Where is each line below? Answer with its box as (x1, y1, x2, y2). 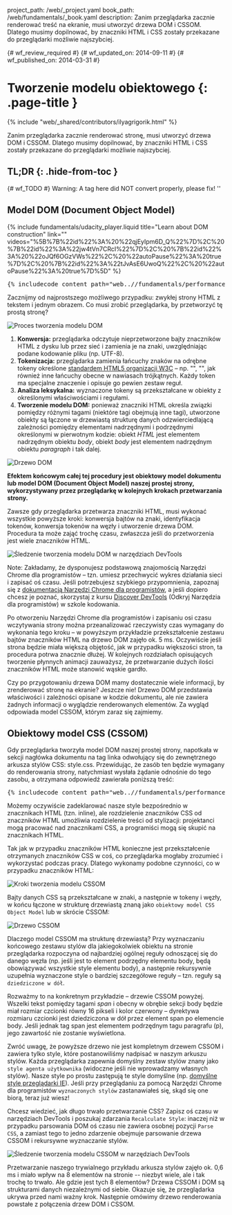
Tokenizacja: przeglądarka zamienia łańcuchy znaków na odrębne (17, 356, 207, 365)
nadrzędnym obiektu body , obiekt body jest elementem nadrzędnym (17, 437, 212, 445)
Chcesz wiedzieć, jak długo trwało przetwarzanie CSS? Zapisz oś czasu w (7, 1107, 219, 1115)
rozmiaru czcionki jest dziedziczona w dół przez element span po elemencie (7, 1014, 224, 1023)
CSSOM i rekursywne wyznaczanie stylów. (7, 1137, 129, 1145)
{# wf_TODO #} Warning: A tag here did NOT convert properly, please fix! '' (7, 184, 221, 192)
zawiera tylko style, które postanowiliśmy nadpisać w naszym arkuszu (7, 1050, 207, 1058)
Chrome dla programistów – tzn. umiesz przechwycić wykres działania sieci (7, 571, 222, 579)
